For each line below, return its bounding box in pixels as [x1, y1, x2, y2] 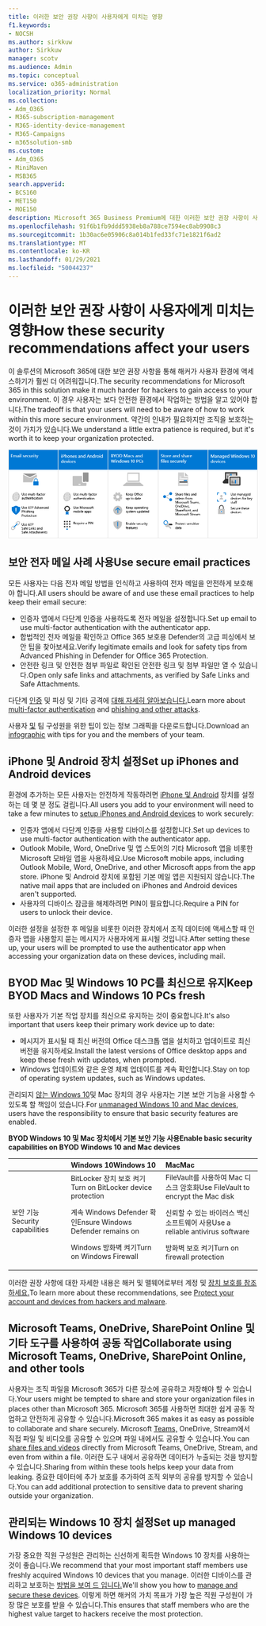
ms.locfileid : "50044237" [8, 265, 93, 272]
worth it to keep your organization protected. [8, 433, 154, 442]
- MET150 [8, 197, 37, 206]
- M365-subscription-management [8, 114, 115, 122]
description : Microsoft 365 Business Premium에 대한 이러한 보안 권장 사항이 [8, 214, 249, 222]
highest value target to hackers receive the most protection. [8, 1609, 203, 1619]
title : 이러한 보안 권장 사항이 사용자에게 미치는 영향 [8, 13, 163, 21]
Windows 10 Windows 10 [70, 1160, 157, 1169]
